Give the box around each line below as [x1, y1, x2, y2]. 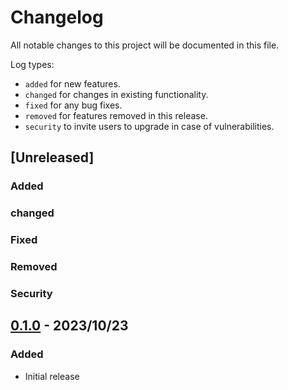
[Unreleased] [10, 149, 95, 166]
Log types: [10, 58, 55, 70]
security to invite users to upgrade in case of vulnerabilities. [24, 120, 275, 132]
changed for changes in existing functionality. [24, 88, 209, 100]
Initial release [24, 370, 80, 382]
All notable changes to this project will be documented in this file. [10, 39, 280, 51]
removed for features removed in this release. [24, 109, 208, 121]
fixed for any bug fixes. [24, 99, 123, 111]
